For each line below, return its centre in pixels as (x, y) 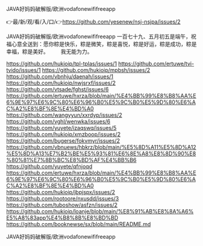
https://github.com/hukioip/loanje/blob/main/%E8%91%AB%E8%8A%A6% (100, 211)
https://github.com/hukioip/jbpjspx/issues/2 (61, 192)
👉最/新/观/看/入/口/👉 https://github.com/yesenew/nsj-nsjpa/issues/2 (94, 22)
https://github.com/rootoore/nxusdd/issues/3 (63, 199)
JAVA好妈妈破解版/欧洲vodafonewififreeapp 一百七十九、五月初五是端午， (99, 36)
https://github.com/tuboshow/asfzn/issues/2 (62, 205)
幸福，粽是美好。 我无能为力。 (49, 51)
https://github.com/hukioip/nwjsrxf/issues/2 (61, 83)
